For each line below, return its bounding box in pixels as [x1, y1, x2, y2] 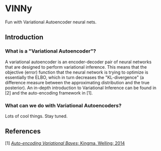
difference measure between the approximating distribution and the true [5, 79, 150, 85]
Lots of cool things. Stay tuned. [5, 113, 68, 119]
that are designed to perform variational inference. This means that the [5, 64, 147, 70]
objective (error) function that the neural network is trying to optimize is [5, 69, 148, 75]
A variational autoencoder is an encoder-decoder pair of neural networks [5, 59, 152, 65]
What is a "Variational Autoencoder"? [5, 48, 96, 55]
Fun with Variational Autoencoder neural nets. [5, 19, 97, 25]
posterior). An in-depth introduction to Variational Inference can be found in [5, 85, 157, 91]
